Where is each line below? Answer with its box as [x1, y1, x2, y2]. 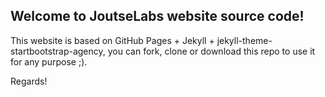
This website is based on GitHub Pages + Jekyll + [10, 34, 215, 46]
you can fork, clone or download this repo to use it [107, 45, 316, 57]
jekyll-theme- [216, 34, 273, 46]
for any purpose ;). [10, 55, 88, 68]
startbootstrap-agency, [10, 45, 106, 57]
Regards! [10, 75, 48, 87]
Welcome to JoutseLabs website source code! [10, 8, 305, 25]
